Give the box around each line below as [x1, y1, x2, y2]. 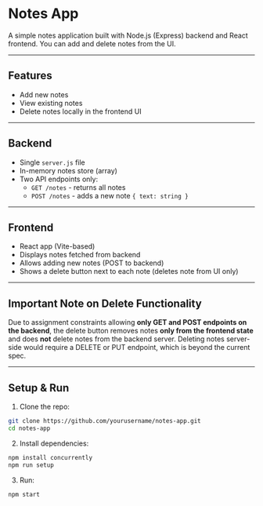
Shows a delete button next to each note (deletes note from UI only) [19, 267, 239, 276]
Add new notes [19, 89, 69, 99]
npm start [8, 490, 41, 498]
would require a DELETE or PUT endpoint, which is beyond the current [23, 343, 250, 352]
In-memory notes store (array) [19, 166, 117, 175]
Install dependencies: [19, 439, 89, 448]
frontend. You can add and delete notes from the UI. [8, 38, 176, 48]
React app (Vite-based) [19, 242, 95, 251]
